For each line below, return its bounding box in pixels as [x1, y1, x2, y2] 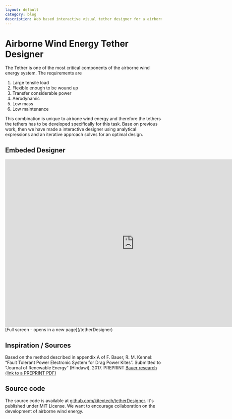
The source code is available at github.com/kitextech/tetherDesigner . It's [5, 398, 154, 404]
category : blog [5, 12, 37, 17]
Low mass [12, 101, 34, 107]
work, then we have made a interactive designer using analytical [5, 126, 137, 132]
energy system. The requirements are [5, 70, 82, 76]
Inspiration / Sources [5, 341, 71, 349]
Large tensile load [12, 80, 49, 86]
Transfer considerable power [12, 90, 72, 96]
